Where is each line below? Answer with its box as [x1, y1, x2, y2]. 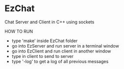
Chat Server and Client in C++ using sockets [4, 19, 95, 25]
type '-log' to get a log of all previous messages [11, 58, 109, 64]
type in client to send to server [11, 53, 74, 59]
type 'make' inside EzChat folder [11, 37, 78, 44]
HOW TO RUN [4, 28, 33, 34]
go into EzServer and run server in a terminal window [11, 43, 120, 49]
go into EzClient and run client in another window [11, 48, 111, 54]
